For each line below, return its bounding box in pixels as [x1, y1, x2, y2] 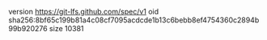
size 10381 [49, 24, 84, 33]
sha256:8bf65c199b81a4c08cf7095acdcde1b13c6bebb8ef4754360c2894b [8, 15, 260, 25]
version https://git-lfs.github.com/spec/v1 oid [8, 7, 159, 16]
